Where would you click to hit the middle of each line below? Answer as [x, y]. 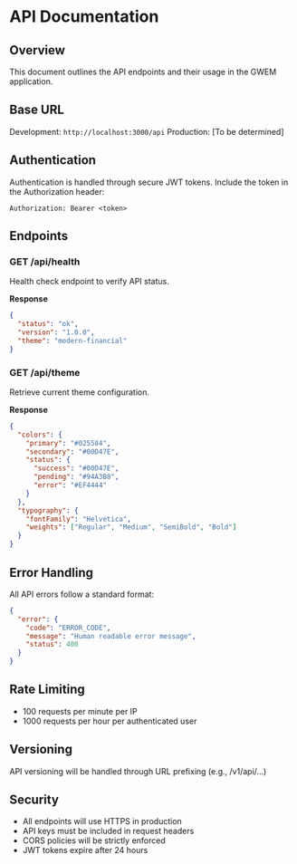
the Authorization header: [57, 191]
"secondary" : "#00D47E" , [72, 451]
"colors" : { [40, 435]
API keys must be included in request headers [108, 831]
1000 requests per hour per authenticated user [110, 721]
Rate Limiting [47, 690]
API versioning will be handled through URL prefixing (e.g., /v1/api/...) [138, 771]
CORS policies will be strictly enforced [94, 840]
